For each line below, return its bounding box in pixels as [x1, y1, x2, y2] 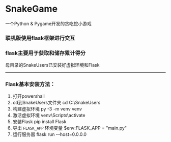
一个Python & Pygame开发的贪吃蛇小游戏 [5, 20, 92, 26]
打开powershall [12, 93, 45, 99]
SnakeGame [5, 3, 58, 15]
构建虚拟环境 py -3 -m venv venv [12, 106, 82, 112]
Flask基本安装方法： [5, 81, 55, 88]
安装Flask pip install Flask [12, 119, 67, 125]
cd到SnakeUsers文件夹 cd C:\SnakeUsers [12, 100, 101, 106]
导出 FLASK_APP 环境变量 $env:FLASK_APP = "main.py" [12, 125, 127, 131]
